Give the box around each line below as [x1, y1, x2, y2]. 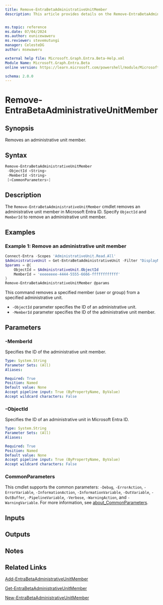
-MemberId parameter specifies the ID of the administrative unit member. [12, 309, 156, 315]
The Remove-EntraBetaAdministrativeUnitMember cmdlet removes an [5, 204, 141, 210]
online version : [5, 65, 38, 70]
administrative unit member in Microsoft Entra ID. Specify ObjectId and [5, 209, 147, 215]
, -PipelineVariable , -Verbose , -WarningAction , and [24, 494, 127, 500]
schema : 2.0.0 [5, 74, 34, 79]
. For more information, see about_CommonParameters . [37, 500, 149, 506]
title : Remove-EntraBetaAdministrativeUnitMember [5, 7, 108, 12]
